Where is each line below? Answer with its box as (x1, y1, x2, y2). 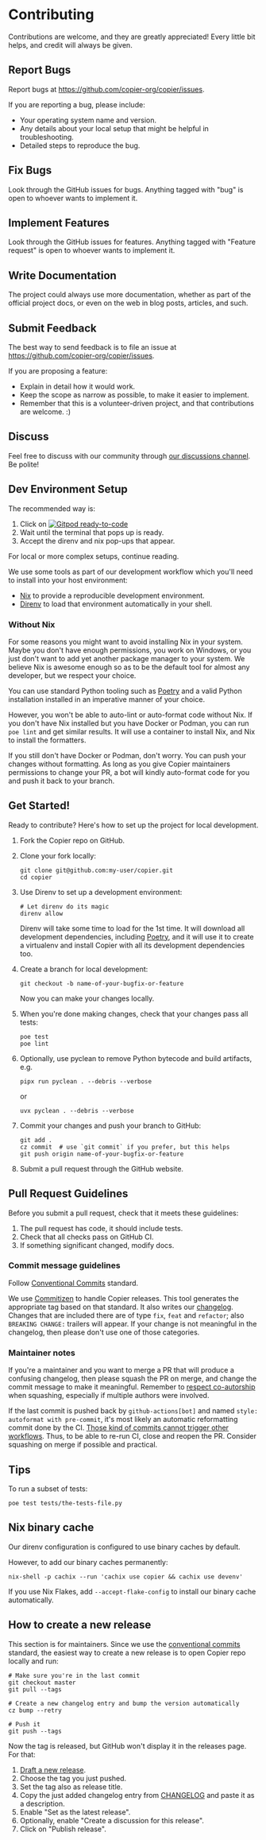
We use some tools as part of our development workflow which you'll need (8, 567, 253, 576)
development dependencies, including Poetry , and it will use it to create (19, 932, 254, 941)
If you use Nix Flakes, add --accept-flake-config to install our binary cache (8, 1586, 256, 1596)
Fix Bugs (8, 164, 52, 177)
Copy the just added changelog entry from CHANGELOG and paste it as (19, 1790, 255, 1799)
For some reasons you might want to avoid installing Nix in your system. (8, 637, 244, 646)
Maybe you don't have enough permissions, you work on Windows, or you (8, 645, 252, 655)
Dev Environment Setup (8, 482, 129, 496)
